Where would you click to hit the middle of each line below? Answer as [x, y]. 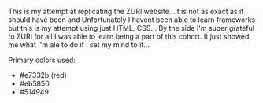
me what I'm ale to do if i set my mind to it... [79, 45]
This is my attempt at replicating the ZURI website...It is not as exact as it [126, 11]
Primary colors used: [42, 60]
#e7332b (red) [43, 75]
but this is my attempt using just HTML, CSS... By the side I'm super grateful [131, 28]
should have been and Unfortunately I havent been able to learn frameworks [132, 20]
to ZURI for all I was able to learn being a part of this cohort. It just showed [129, 36]
